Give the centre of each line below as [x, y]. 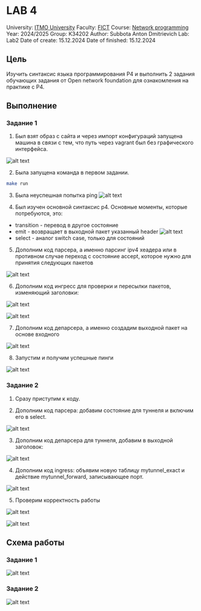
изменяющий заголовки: [47, 293]
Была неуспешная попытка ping [56, 195]
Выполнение [32, 106]
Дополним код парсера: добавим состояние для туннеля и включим [104, 410]
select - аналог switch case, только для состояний [80, 238]
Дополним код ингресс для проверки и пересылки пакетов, [93, 286]
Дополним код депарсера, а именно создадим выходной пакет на [101, 328]
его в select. [31, 416]
